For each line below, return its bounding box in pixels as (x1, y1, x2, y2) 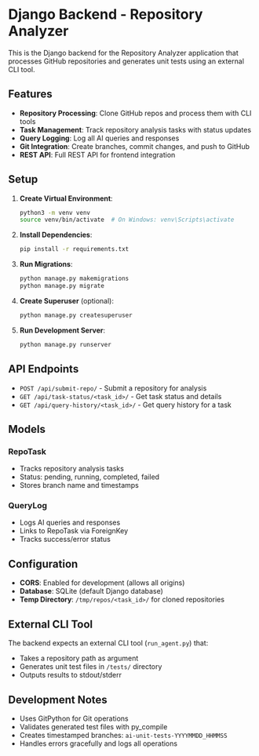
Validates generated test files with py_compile (19, 721, 168, 731)
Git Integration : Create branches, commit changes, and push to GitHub (19, 141, 250, 151)
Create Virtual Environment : (19, 194, 113, 203)
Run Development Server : (19, 325, 106, 335)
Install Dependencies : (19, 230, 93, 240)
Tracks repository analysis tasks (19, 464, 124, 474)
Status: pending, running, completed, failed (19, 472, 159, 482)
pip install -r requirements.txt (19, 245, 129, 253)
